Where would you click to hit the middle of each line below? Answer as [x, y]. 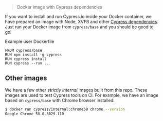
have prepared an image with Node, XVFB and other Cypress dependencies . [82, 22]
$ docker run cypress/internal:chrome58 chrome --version [65, 109]
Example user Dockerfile [30, 41]
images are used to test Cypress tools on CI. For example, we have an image [82, 95]
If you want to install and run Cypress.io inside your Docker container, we [78, 16]
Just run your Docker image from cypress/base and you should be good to [79, 27]
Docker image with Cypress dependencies [60, 7]
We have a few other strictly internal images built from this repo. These [76, 90]
